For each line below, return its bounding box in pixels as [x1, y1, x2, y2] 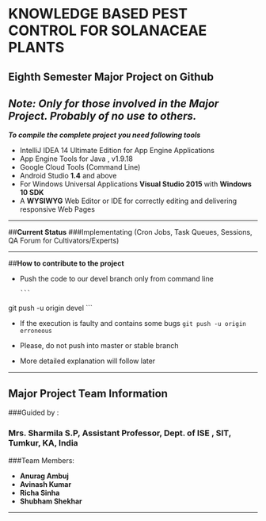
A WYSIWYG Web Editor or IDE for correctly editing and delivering [19, 196, 237, 206]
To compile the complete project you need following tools [8, 130, 201, 140]
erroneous [19, 327, 53, 335]
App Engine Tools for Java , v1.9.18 [19, 154, 133, 163]
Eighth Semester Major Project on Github [8, 70, 214, 83]
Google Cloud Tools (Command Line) [19, 163, 141, 172]
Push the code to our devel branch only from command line [19, 274, 214, 284]
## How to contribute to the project [8, 259, 124, 268]
